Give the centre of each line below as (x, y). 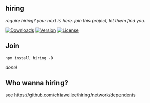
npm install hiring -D (29, 58)
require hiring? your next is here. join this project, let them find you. (76, 20)
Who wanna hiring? (37, 83)
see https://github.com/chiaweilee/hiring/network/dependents (70, 95)
